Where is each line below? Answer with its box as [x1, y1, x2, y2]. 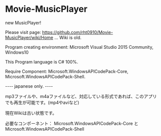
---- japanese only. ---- [5, 83, 53, 89]
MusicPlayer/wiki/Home [5, 34, 53, 40]
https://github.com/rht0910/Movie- [41, 29, 113, 35]
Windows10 [5, 49, 29, 55]
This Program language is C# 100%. [5, 59, 79, 65]
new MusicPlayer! [5, 20, 41, 26]
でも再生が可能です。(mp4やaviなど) [5, 100, 80, 105]
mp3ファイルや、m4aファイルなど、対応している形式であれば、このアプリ [5, 93, 157, 99]
